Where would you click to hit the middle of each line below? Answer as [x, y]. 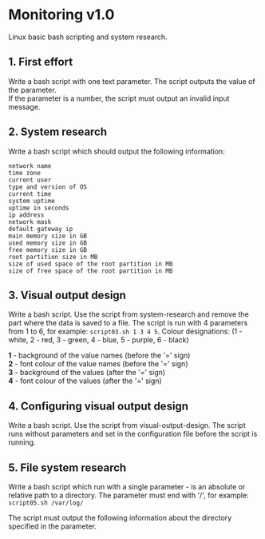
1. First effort [41, 62]
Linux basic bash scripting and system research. [88, 37]
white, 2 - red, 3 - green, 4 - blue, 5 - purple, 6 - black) [99, 340]
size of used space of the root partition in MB [91, 264]
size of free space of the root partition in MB [91, 271]
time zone [25, 173]
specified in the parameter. [53, 526]
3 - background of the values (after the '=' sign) [87, 373]
